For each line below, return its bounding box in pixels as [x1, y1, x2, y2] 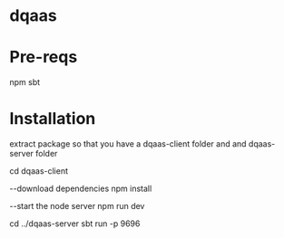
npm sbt [9, 77, 41, 88]
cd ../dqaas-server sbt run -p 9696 [9, 218, 141, 229]
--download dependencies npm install [9, 183, 152, 195]
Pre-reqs [9, 47, 78, 68]
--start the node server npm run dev [9, 201, 145, 212]
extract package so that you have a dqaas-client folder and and [9, 138, 247, 149]
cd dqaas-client [9, 166, 68, 176]
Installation [9, 109, 96, 129]
